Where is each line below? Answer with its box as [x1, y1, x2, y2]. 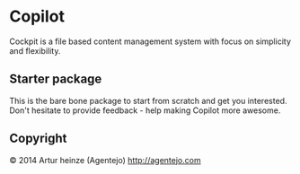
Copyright [9, 131, 67, 146]
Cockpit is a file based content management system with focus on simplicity [9, 36, 292, 47]
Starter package [9, 72, 102, 87]
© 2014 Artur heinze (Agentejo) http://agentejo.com [9, 154, 201, 165]
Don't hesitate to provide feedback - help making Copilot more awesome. [9, 105, 281, 116]
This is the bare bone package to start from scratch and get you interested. [9, 95, 287, 106]
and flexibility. [9, 45, 61, 56]
